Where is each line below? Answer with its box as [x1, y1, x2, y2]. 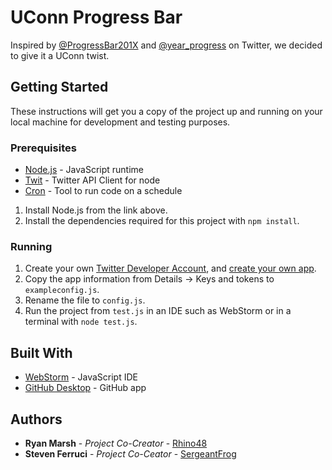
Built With [10, 344, 73, 361]
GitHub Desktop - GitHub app [24, 382, 147, 394]
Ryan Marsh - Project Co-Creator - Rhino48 [24, 437, 208, 449]
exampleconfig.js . [24, 284, 100, 296]
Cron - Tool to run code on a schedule [24, 185, 183, 197]
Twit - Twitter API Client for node [24, 174, 161, 186]
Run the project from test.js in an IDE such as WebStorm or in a [24, 305, 292, 317]
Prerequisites [10, 141, 77, 155]
